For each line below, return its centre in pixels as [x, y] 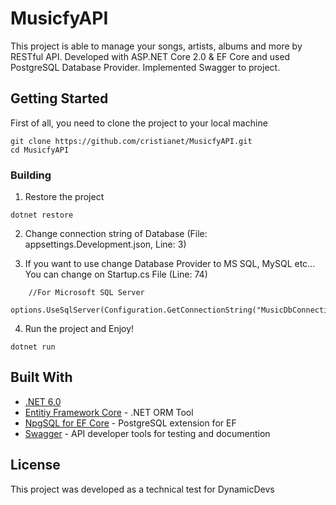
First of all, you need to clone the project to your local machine [139, 123]
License [35, 465]
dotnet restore [42, 215]
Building [31, 175]
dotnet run [33, 347]
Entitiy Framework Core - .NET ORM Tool [109, 412]
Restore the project [64, 197]
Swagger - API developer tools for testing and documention [147, 433]
